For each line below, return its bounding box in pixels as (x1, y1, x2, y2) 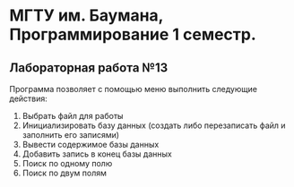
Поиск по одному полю (22, 158, 113, 168)
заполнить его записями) (22, 130, 119, 140)
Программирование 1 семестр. (9, 24, 257, 45)
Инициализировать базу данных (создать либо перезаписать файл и (22, 120, 286, 131)
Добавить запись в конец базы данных (22, 149, 172, 159)
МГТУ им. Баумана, (9, 5, 164, 26)
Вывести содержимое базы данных (22, 140, 160, 149)
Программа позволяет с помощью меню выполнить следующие (9, 84, 258, 94)
